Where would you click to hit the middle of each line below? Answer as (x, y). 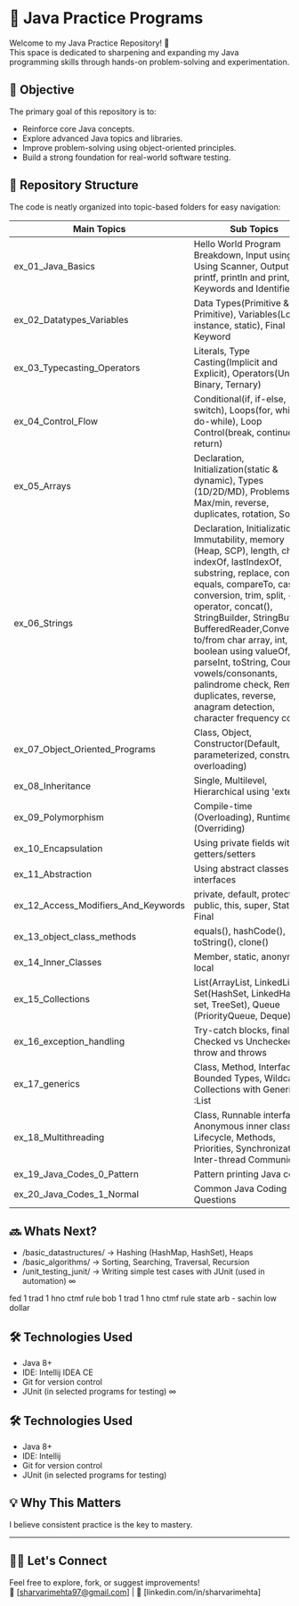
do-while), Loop (228, 421)
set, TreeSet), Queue (237, 1005)
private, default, (226, 894)
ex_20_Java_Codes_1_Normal (77, 1194)
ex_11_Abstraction (53, 873)
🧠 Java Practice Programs (106, 18)
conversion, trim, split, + (244, 595)
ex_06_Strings (44, 623)
